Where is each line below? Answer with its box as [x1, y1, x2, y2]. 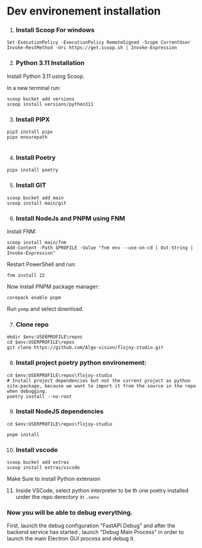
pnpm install [7, 431, 40, 437]
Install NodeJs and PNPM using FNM [15, 214, 125, 222]
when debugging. [7, 388, 48, 394]
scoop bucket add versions [7, 95, 75, 102]
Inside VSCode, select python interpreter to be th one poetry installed [15, 487, 189, 494]
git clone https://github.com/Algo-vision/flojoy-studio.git [7, 344, 164, 351]
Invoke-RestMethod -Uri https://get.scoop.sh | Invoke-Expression [7, 45, 177, 51]
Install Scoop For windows [15, 26, 95, 34]
